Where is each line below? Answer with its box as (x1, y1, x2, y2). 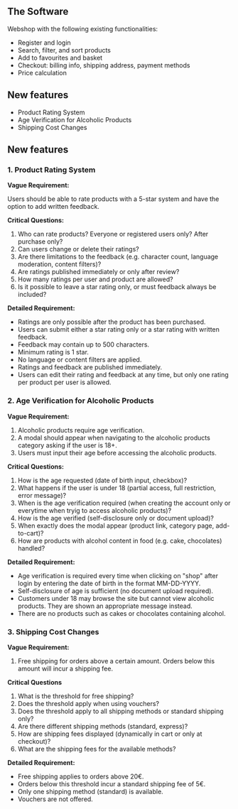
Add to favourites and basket (17, 53, 103, 62)
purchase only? (17, 237, 63, 246)
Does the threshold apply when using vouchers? (17, 699, 160, 707)
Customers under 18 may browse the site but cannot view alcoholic (17, 594, 215, 602)
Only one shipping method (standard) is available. (17, 787, 163, 796)
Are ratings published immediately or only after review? (17, 268, 180, 276)
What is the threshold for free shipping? (17, 692, 134, 700)
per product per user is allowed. (17, 378, 112, 386)
